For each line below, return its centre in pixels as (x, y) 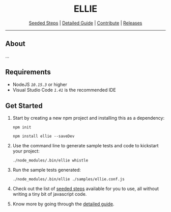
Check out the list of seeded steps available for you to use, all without (86, 189)
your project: (26, 151)
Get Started (24, 106)
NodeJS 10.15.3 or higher (40, 84)
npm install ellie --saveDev (44, 136)
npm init (22, 127)
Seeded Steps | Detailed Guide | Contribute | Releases (85, 23)
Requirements (28, 72)
